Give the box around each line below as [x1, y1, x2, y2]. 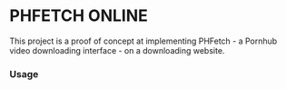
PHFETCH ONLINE [9, 5, 148, 26]
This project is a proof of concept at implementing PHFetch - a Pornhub [9, 35, 278, 46]
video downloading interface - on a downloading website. [9, 44, 225, 55]
